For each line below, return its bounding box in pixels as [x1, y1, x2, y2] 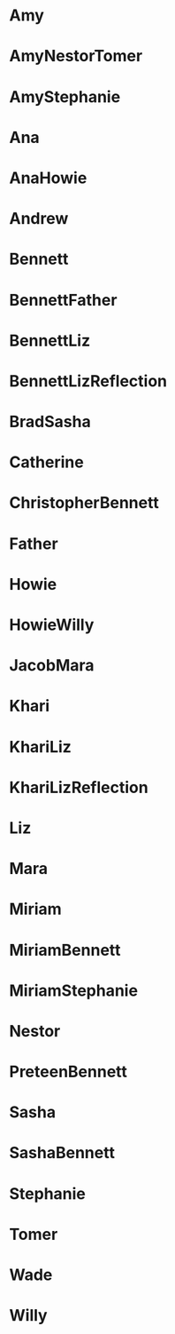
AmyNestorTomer [9, 46, 143, 67]
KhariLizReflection [9, 777, 148, 798]
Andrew [9, 209, 69, 229]
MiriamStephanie [9, 981, 139, 1000]
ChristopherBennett [9, 493, 159, 513]
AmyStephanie [9, 86, 121, 107]
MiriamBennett [9, 940, 121, 960]
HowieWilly [9, 615, 95, 635]
